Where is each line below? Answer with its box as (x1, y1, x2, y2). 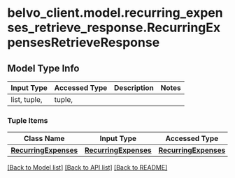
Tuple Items (7, 115, 48, 125)
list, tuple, (10, 95, 43, 104)
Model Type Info (7, 62, 80, 74)
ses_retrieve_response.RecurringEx (7, 20, 221, 36)
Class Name (23, 134, 65, 144)
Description (114, 83, 154, 92)
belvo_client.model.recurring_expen (7, 5, 223, 21)
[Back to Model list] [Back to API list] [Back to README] (7, 163, 168, 172)
